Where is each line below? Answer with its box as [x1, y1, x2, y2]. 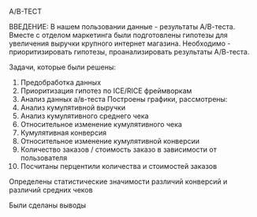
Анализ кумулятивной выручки [20, 103, 125, 112]
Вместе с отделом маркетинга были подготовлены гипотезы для [9, 31, 228, 39]
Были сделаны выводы [9, 200, 86, 210]
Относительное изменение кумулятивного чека [20, 120, 182, 129]
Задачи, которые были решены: [9, 62, 117, 72]
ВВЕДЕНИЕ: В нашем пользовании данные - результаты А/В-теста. [9, 22, 236, 31]
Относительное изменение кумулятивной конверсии [20, 137, 200, 145]
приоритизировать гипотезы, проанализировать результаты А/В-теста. [9, 47, 250, 56]
